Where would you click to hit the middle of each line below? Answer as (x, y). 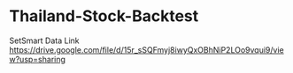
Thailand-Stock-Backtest (104, 16)
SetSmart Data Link (44, 40)
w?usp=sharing (38, 59)
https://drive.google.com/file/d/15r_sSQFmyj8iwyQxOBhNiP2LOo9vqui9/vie (147, 49)
